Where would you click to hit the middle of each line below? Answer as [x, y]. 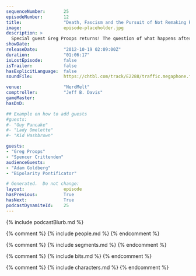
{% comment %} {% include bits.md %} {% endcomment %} [79, 256]
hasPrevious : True [40, 195]
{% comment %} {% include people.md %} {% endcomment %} [83, 233]
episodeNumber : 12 [37, 17]
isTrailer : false [41, 66]
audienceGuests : [26, 162]
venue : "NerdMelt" [48, 87]
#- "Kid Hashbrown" [30, 136]
